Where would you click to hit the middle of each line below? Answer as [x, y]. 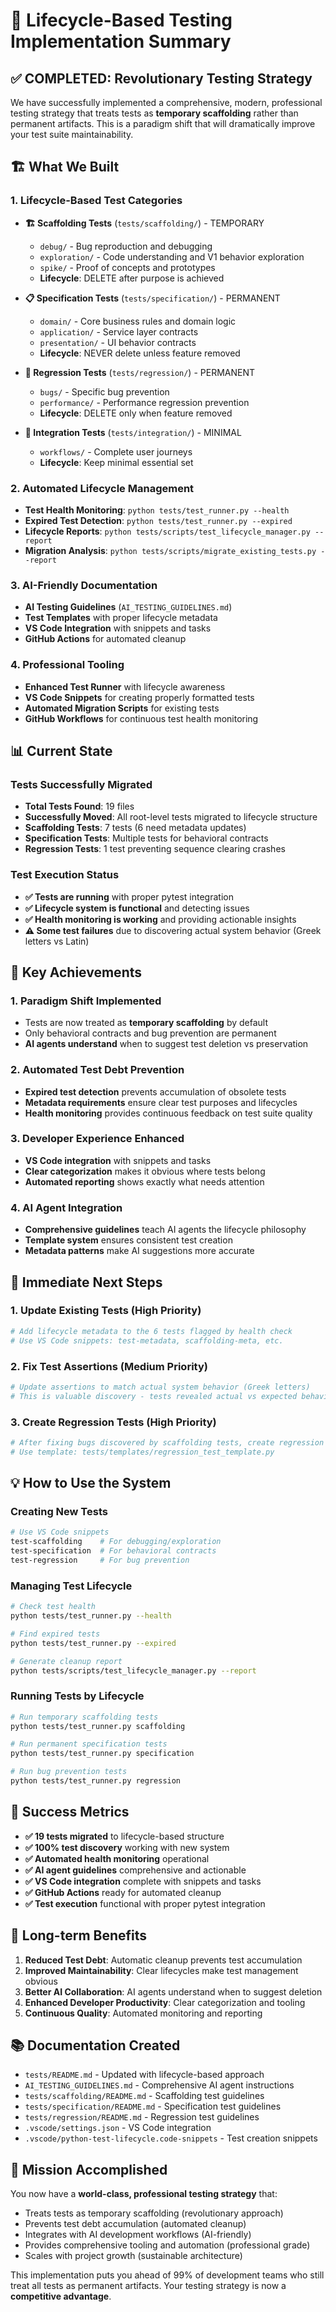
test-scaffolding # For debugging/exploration [116, 1542]
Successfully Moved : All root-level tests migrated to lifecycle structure [171, 817]
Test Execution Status [65, 875]
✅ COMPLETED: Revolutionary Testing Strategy [161, 78]
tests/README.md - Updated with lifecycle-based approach [144, 2075]
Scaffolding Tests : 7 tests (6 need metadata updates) [135, 828]
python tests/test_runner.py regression [96, 1781]
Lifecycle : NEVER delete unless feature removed [140, 353]
